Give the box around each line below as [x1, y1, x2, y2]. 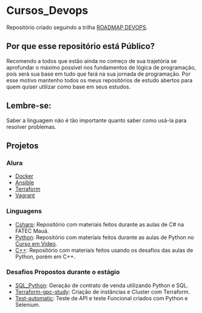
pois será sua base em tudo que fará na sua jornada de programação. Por [6, 70, 191, 77]
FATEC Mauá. [15, 227, 49, 234]
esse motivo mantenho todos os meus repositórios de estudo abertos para [6, 76, 193, 84]
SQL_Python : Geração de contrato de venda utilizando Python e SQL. [15, 282, 189, 289]
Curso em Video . [15, 240, 58, 247]
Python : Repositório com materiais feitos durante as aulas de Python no [15, 234, 194, 241]
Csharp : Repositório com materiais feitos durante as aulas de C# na [15, 220, 184, 228]
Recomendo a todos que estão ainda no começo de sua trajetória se [6, 57, 177, 64]
